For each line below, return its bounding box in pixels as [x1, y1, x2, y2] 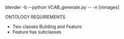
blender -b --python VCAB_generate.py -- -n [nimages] [5, 4, 120, 10]
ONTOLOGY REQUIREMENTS [5, 14, 65, 19]
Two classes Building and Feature [12, 23, 82, 29]
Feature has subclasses [12, 29, 61, 34]
